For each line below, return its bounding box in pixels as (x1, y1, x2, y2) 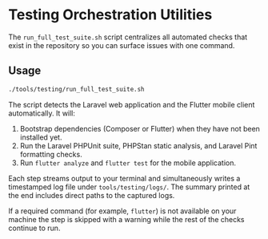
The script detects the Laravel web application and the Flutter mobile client (8, 99, 255, 109)
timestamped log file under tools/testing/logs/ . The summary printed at (8, 182, 250, 192)
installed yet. (19, 132, 62, 142)
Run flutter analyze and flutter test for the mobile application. (19, 158, 237, 168)
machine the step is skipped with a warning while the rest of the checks (8, 214, 245, 224)
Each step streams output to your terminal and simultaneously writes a (8, 173, 241, 183)
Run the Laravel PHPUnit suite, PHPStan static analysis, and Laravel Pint (19, 140, 258, 150)
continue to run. (8, 223, 61, 233)
